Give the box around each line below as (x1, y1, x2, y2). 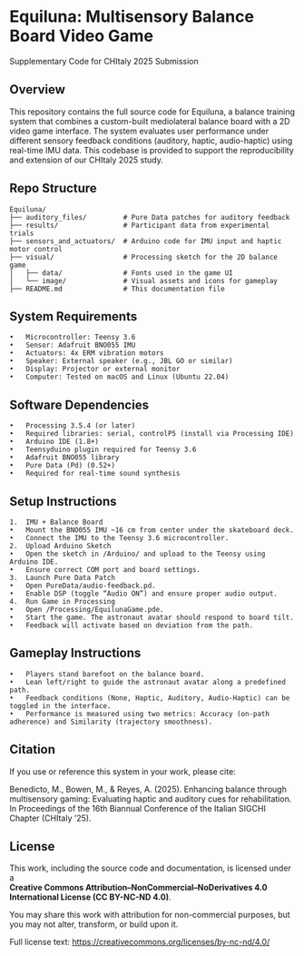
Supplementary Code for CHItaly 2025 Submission (9, 55, 199, 66)
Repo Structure (9, 181, 97, 196)
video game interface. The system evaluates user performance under (9, 125, 270, 136)
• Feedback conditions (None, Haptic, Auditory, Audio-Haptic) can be (9, 693, 290, 703)
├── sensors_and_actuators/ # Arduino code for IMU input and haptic (9, 236, 282, 246)
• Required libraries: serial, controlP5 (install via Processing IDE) (9, 429, 295, 439)
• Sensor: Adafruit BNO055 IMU (9, 340, 136, 350)
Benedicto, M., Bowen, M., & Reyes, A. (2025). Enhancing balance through (9, 784, 288, 794)
